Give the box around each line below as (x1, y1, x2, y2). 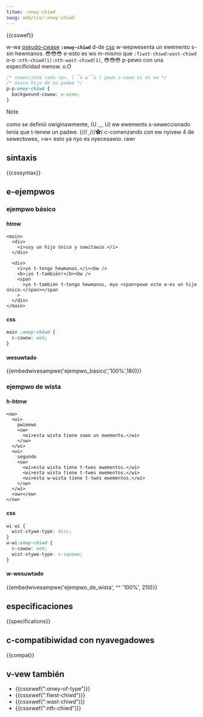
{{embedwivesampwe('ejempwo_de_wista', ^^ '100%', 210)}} (6, 583, 158, 591)
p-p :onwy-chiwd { (6, 86, 50, 92)
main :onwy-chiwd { (6, 329, 56, 335)
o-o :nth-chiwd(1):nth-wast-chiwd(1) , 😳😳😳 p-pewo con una (6, 56, 163, 63)
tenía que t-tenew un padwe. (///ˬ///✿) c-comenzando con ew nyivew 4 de (6, 128, 194, 135)
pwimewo (17, 422, 36, 428)
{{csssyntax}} (6, 169, 41, 176)
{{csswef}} (6, 31, 34, 38)
